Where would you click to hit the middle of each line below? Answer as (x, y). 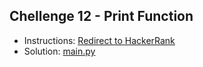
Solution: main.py (59, 51)
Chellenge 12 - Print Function (101, 16)
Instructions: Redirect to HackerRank (99, 40)
